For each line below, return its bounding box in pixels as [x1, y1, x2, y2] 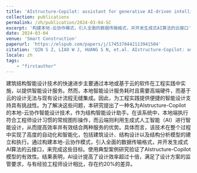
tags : [6, 57, 19, 63]
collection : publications [6, 14, 69, 20]
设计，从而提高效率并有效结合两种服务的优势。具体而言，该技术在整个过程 [11, 124, 191, 131]
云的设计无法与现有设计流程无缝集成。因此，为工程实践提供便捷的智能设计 [6, 94, 186, 101]
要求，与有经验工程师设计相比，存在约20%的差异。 [11, 161, 136, 168]
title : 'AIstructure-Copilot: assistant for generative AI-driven [6, 8, 172, 15]
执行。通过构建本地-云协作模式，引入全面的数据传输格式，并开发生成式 [16, 138, 189, 145]
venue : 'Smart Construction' [6, 36, 77, 42]
